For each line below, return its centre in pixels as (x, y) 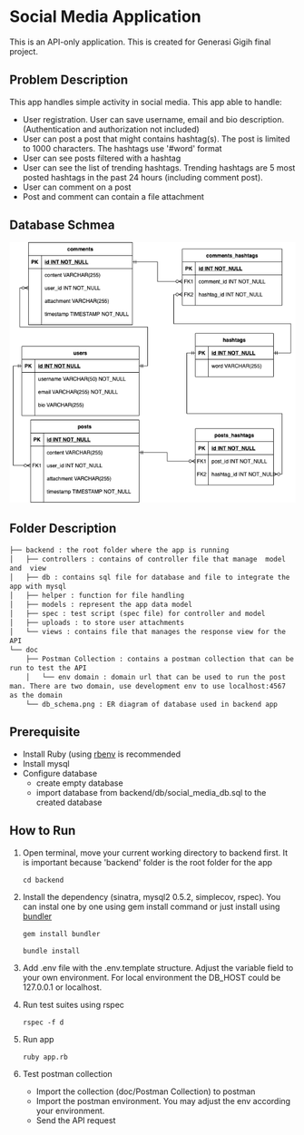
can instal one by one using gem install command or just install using (151, 906)
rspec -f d (43, 1022)
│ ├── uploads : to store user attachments (97, 623)
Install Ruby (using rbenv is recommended (102, 754)
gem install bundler (61, 934)
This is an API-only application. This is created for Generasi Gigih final (140, 42)
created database (69, 802)
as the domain (36, 696)
